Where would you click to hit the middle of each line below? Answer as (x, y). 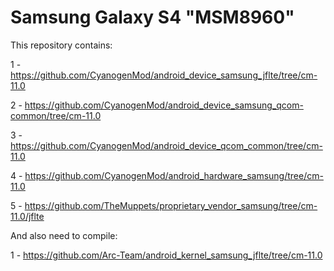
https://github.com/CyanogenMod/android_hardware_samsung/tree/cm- (174, 175)
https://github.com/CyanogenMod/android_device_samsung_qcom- (164, 105)
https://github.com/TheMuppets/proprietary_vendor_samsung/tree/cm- (171, 205)
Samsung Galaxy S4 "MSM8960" (152, 17)
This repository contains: (61, 45)
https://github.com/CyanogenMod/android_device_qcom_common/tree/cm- (166, 145)
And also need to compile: (64, 235)
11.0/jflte (27, 216)
